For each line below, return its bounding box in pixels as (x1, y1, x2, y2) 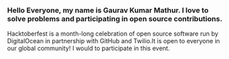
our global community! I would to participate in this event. (7, 44, 171, 53)
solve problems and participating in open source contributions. (7, 14, 223, 23)
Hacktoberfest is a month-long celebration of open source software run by (7, 29, 219, 38)
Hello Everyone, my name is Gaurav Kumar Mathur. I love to (7, 5, 209, 15)
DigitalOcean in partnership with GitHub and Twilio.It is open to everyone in (7, 37, 220, 45)
